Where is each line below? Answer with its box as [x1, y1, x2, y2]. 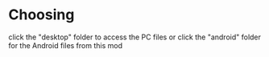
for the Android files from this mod [8, 40, 123, 50]
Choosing [8, 6, 75, 24]
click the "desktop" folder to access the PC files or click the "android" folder [8, 32, 262, 42]
